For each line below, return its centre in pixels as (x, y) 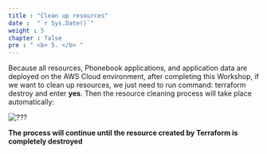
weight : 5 (26, 30)
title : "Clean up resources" (59, 16)
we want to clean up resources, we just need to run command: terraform (127, 85)
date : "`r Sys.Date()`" (51, 23)
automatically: (31, 102)
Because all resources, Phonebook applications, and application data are (128, 68)
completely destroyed (45, 141)
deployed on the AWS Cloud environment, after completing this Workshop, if (133, 77)
